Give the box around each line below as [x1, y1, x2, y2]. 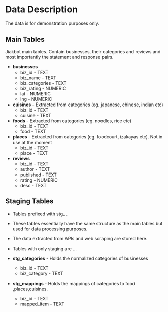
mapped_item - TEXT [20, 301, 65, 307]
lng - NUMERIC [20, 96, 52, 102]
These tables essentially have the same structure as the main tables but [12, 220, 163, 226]
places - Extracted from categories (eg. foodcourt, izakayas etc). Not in [12, 133, 163, 140]
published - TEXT [20, 171, 57, 178]
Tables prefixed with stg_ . [12, 211, 68, 217]
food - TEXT [20, 128, 46, 134]
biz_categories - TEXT [20, 80, 67, 86]
